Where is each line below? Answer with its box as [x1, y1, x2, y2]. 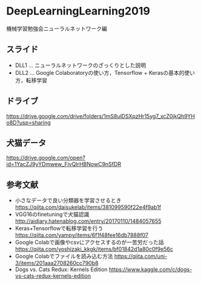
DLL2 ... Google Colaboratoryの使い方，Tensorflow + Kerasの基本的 [15, 69, 185, 76]
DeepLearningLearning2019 [6, 4, 150, 18]
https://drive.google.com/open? [6, 154, 86, 161]
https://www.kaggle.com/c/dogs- [108, 266, 193, 273]
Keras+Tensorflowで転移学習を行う [15, 225, 104, 232]
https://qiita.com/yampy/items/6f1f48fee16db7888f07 [15, 231, 149, 239]
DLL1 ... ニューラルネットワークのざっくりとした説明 [15, 62, 147, 69]
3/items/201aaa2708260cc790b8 [15, 260, 99, 267]
